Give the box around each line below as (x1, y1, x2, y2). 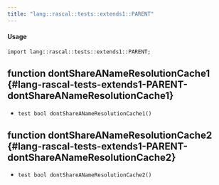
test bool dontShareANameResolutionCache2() (17, 171, 152, 179)
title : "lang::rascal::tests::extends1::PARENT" (7, 10, 154, 18)
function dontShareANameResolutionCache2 (7, 129, 213, 142)
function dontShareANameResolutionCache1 (7, 68, 210, 80)
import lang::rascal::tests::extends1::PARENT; (7, 48, 151, 55)
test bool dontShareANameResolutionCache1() (17, 110, 152, 117)
